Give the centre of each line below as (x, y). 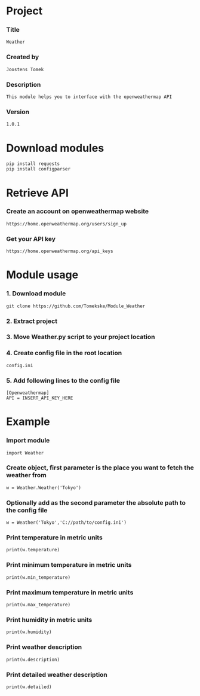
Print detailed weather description (57, 674)
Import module (28, 441)
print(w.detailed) (29, 687)
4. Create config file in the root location (64, 353)
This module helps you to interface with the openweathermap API (89, 97)
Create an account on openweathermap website (78, 212)
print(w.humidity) (29, 632)
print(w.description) (33, 660)
